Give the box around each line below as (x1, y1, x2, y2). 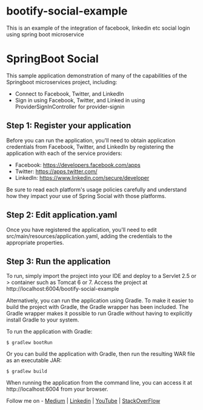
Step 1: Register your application (6, 121, 131, 131)
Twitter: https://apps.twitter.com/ (15, 168, 98, 175)
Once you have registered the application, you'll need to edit (6, 226, 157, 233)
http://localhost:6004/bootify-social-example (6, 285, 119, 293)
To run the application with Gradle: (6, 328, 93, 336)
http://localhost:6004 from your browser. (6, 386, 108, 393)
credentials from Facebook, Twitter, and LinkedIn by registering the (6, 143, 174, 150)
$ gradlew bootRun (6, 340, 53, 346)
